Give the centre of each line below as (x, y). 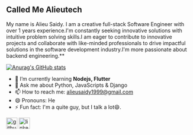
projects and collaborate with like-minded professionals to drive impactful (96, 43)
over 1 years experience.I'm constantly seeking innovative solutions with (94, 30)
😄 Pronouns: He (35, 100)
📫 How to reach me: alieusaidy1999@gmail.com (74, 92)
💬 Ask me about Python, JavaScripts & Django (71, 85)
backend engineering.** (36, 55)
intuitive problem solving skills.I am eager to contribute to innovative (89, 37)
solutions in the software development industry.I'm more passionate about (97, 49)
